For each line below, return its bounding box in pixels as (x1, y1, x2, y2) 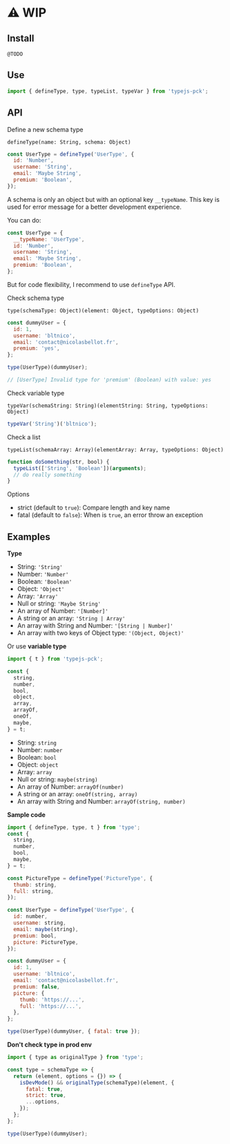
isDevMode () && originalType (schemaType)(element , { (19, 1079, 175, 1086)
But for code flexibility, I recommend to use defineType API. (7, 280, 175, 288)
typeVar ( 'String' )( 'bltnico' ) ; (7, 420, 97, 427)
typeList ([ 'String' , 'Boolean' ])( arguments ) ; (13, 465, 147, 471)
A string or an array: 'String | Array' (17, 614, 126, 623)
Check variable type (7, 388, 65, 397)
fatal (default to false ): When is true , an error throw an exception (17, 511, 204, 519)
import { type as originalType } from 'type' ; (7, 1054, 144, 1061)
